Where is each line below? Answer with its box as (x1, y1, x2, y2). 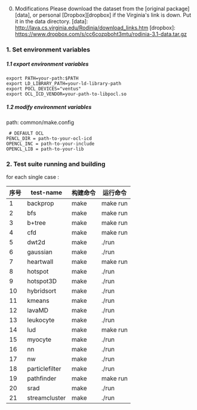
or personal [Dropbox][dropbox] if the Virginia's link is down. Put (32, 11, 192, 19)
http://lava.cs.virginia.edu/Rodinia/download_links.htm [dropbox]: (14, 24, 176, 31)
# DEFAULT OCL (8, 130, 44, 136)
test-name (30, 189, 63, 197)
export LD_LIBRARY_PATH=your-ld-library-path (6, 80, 121, 86)
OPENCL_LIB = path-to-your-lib (6, 146, 84, 152)
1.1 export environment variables (6, 60, 89, 68)
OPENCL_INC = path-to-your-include (6, 141, 95, 147)
